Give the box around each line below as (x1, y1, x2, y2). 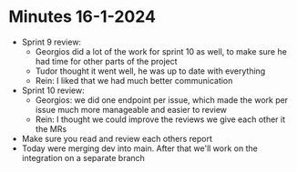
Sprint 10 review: (21, 85, 85, 96)
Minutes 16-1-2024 (8, 6, 157, 27)
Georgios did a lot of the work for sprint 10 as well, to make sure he (35, 46, 288, 56)
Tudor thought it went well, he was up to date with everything (35, 66, 266, 76)
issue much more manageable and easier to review (35, 104, 228, 115)
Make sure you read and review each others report (21, 133, 213, 144)
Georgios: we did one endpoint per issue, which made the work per (35, 94, 289, 106)
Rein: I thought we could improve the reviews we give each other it (35, 114, 286, 125)
